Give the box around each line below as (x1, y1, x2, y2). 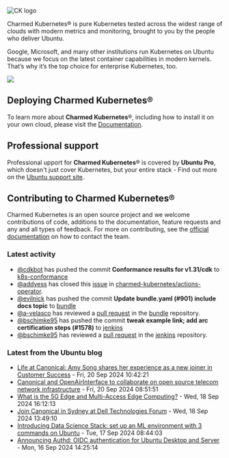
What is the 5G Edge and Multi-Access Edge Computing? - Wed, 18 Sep (16, 392, 219, 400)
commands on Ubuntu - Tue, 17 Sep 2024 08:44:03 (16, 429, 163, 437)
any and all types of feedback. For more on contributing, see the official (7, 225, 209, 233)
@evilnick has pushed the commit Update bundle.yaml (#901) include (16, 294, 217, 303)
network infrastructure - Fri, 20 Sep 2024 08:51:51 (16, 385, 159, 394)
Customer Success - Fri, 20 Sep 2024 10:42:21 (16, 370, 149, 379)
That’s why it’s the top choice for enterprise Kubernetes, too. (7, 62, 178, 70)
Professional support (7, 140, 99, 152)
